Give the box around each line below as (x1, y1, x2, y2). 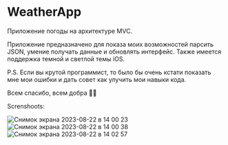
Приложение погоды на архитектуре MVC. (7, 27, 133, 35)
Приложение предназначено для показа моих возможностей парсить (7, 40, 214, 48)
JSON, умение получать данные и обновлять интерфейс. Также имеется (7, 47, 222, 56)
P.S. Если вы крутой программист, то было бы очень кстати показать (7, 68, 211, 76)
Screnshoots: (7, 102, 45, 110)
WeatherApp (7, 4, 81, 20)
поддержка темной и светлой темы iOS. (7, 54, 125, 63)
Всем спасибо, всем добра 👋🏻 (7, 89, 97, 97)
